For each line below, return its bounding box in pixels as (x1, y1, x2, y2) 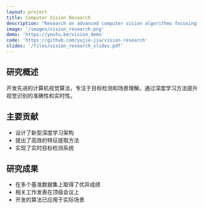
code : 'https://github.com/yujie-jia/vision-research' (6, 37, 148, 43)
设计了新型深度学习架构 (15, 129, 74, 136)
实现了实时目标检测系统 (15, 144, 74, 151)
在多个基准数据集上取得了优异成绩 (15, 181, 101, 188)
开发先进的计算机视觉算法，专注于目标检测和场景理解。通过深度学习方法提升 (6, 84, 198, 91)
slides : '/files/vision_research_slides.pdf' (6, 43, 123, 49)
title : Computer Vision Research (6, 15, 91, 21)
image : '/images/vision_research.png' (6, 26, 104, 32)
